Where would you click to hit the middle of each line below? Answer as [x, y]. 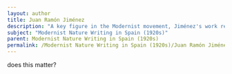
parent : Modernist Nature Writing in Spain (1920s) [83, 39]
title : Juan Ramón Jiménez [46, 20]
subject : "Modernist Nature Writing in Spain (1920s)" [88, 33]
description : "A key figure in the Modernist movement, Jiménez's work [112, 26]
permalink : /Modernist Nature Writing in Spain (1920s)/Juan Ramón [106, 45]
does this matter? [32, 65]
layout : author [29, 13]
